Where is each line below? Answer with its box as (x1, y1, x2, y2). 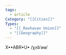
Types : (5, 21, 19, 26)
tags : (5, 7, 16, 12)
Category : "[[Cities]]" (5, 16, 55, 21)
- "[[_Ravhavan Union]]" (9, 26, 61, 31)
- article (9, 12, 30, 17)
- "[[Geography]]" (9, 30, 48, 35)
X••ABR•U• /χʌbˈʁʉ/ (5, 44, 48, 50)
